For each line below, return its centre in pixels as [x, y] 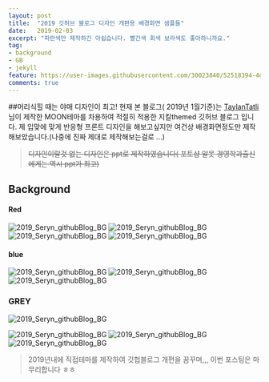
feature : [23, 75]
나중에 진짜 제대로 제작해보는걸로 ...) [108, 136]
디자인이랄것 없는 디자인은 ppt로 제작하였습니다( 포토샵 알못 [121, 154]
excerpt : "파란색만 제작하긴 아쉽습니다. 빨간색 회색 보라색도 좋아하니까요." [119, 38]
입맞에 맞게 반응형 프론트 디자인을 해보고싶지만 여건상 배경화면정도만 [134, 127]
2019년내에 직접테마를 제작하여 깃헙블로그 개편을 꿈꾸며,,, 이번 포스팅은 [139, 359]
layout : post [30, 16]
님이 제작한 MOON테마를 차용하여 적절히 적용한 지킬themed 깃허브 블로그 [124, 116]
